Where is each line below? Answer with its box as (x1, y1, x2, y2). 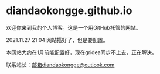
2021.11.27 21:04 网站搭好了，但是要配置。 (6, 36, 108, 43)
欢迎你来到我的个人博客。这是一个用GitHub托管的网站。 (6, 24, 141, 31)
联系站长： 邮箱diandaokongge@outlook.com (6, 61, 115, 68)
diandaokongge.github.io (6, 4, 132, 17)
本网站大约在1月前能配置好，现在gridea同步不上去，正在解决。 (6, 48, 157, 56)
